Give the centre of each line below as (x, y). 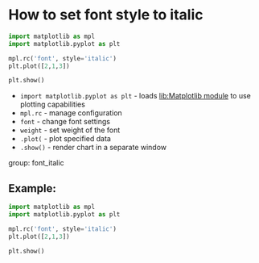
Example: (32, 188)
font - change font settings (65, 122)
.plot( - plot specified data (65, 139)
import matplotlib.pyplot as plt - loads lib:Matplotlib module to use (136, 96)
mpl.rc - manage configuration (71, 113)
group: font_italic (36, 163)
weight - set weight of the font (70, 130)
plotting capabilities (53, 104)
